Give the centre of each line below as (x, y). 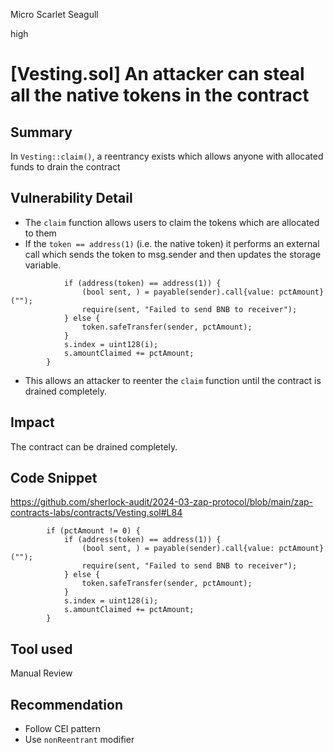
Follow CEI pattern (63, 729)
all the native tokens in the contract (160, 95)
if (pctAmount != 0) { (93, 531)
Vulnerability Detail (71, 198)
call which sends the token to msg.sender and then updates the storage (173, 254)
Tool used (41, 649)
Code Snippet (54, 478)
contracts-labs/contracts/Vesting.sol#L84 (96, 513)
